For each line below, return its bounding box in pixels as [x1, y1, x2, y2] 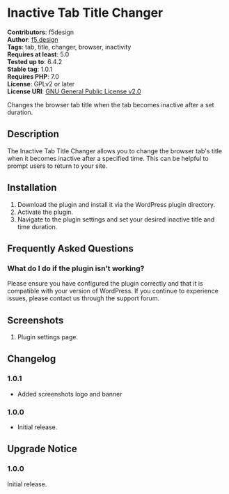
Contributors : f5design [7, 28, 74, 36]
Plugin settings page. [17, 333, 79, 341]
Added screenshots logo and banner [17, 389, 123, 398]
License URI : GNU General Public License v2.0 [7, 87, 141, 95]
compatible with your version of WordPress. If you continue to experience [7, 287, 219, 295]
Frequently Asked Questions [7, 242, 134, 254]
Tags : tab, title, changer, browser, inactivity [7, 43, 132, 51]
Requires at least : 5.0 [7, 50, 70, 59]
